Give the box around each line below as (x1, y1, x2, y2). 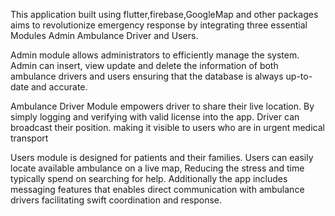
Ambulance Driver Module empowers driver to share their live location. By (10, 100, 315, 112)
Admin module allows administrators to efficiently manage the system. (10, 49, 300, 61)
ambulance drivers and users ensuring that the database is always (10, 70, 284, 82)
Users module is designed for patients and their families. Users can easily (10, 152, 314, 163)
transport (10, 132, 49, 144)
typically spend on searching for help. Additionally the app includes (10, 173, 288, 184)
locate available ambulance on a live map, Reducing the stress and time (10, 162, 305, 174)
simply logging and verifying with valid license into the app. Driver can (10, 111, 300, 123)
